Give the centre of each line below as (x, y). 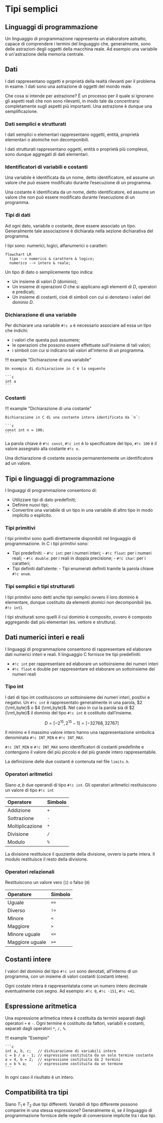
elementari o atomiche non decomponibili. (47, 140)
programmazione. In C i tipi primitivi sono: (47, 543)
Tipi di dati (18, 215)
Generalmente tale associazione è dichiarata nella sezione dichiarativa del (79, 231)
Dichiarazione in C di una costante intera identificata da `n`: (72, 417)
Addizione (19, 810)
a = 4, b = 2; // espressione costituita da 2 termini (63, 1059)
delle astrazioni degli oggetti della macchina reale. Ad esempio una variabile (81, 49)
